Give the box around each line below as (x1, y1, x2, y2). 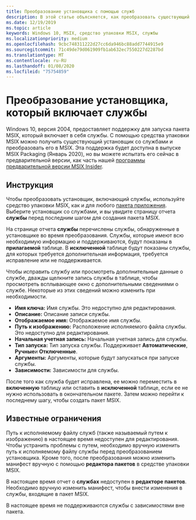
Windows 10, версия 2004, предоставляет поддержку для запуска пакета (6, 125, 190, 132)
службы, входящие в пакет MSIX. (6, 490, 90, 497)
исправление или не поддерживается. (6, 257, 102, 264)
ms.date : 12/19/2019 (6, 19, 57, 25)
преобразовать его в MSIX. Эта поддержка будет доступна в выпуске (6, 144, 181, 151)
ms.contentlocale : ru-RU (6, 57, 67, 63)
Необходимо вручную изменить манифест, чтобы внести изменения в (6, 484, 183, 491)
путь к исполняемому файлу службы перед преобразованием (6, 448, 163, 455)
